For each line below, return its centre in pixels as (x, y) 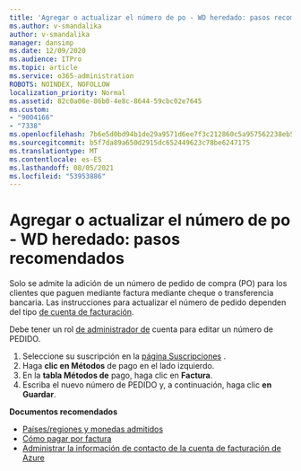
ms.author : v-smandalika (56, 26)
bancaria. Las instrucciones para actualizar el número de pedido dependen (148, 302)
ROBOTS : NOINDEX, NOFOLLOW (60, 84)
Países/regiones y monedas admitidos (93, 429)
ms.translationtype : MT (54, 151)
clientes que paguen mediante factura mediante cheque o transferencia (142, 293)
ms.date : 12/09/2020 (48, 51)
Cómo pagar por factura (67, 439)
